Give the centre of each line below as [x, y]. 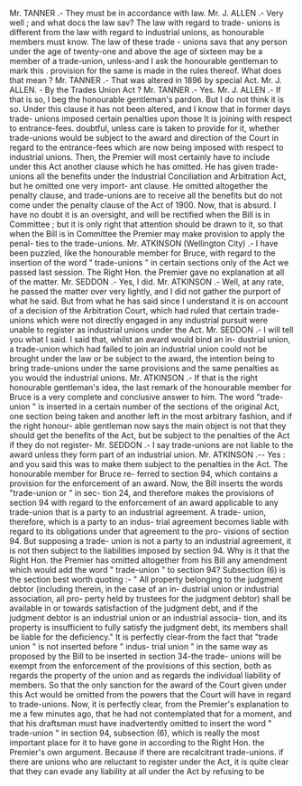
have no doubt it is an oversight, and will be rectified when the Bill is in [140, 215]
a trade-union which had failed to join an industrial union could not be [138, 349]
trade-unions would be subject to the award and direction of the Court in [144, 138]
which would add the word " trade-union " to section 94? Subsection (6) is [147, 570]
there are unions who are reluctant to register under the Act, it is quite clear [149, 762]
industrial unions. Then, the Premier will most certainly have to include [140, 157]
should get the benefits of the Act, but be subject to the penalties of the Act [150, 435]
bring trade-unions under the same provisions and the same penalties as [144, 368]
